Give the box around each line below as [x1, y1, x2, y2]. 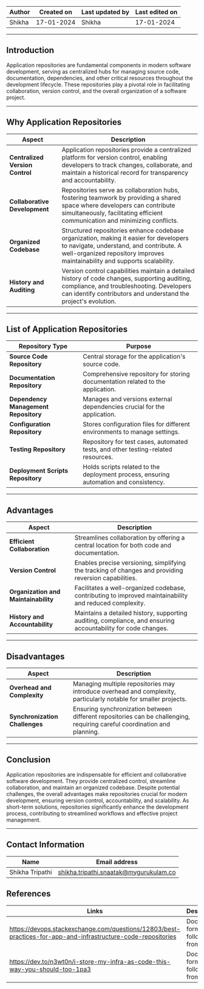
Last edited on [135, 8, 178, 16]
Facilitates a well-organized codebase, [74, 584, 186, 593]
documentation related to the [83, 378, 166, 386]
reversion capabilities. [74, 574, 137, 582]
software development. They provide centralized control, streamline [6, 777, 176, 784]
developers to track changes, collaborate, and [61, 161, 192, 169]
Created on [39, 8, 73, 16]
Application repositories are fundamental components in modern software [6, 61, 191, 69]
